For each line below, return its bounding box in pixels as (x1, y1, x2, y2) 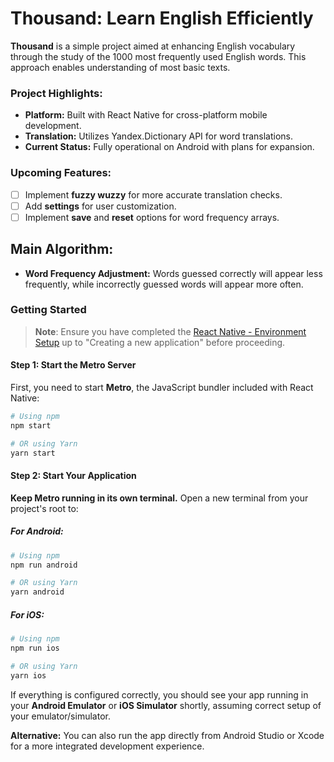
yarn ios (10, 670, 47, 681)
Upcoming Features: (10, 166, 112, 180)
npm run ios (10, 643, 60, 654)
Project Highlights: (10, 86, 103, 100)
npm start (10, 420, 52, 431)
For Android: (10, 525, 64, 537)
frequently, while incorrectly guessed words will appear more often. (24, 278, 304, 290)
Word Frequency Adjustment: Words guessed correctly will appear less (24, 267, 323, 279)
